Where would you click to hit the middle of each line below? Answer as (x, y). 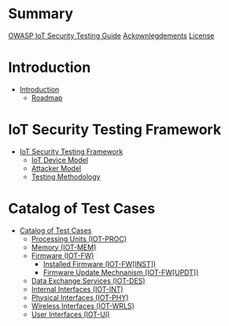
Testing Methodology (66, 176)
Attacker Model (56, 168)
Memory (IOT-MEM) (64, 247)
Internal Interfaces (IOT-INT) (77, 289)
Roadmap (47, 97)
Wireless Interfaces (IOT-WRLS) (83, 305)
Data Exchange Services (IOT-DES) (88, 280)
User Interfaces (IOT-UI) (70, 314)
